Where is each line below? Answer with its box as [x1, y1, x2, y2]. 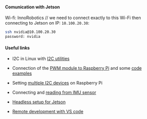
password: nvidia [5, 34, 41, 39]
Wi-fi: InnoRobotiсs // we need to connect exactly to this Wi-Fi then [5, 15, 141, 21]
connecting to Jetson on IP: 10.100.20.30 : [5, 20, 90, 26]
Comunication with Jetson [5, 4, 60, 10]
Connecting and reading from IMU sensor [12, 89, 97, 95]
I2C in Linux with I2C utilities [12, 56, 70, 61]
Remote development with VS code [12, 109, 84, 115]
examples [12, 70, 32, 76]
